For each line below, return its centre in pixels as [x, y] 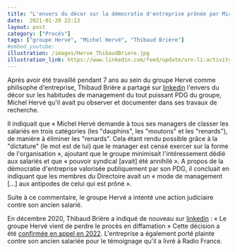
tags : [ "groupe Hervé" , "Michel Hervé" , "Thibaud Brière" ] [96, 40]
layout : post [26, 27]
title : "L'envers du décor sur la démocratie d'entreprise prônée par [113, 14]
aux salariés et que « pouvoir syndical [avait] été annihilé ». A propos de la [115, 161]
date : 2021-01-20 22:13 [44, 20]
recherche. [23, 109]
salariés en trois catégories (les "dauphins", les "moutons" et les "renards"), [117, 131]
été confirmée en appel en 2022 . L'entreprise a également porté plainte [111, 233]
